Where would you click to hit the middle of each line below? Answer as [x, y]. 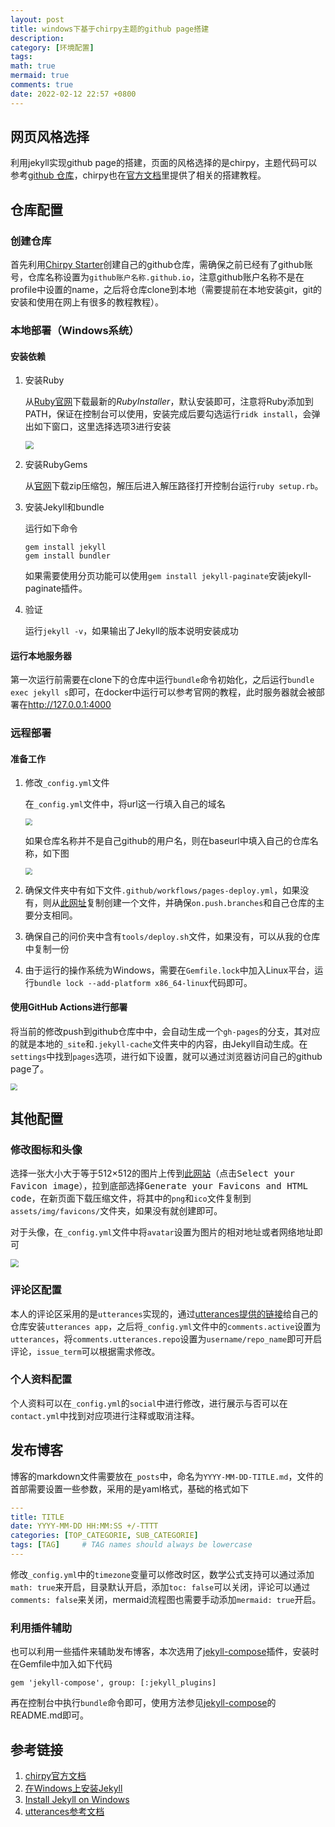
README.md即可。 [50, 1715]
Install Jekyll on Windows [77, 1799]
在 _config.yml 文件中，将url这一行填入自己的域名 [125, 804]
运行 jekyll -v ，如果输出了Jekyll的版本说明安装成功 [131, 631]
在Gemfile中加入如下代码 [61, 1664]
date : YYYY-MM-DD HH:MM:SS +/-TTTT [84, 1526]
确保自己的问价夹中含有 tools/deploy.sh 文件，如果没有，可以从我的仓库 [172, 936]
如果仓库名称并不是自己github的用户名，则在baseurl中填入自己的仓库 [167, 841]
